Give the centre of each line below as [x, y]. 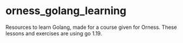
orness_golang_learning [66, 11]
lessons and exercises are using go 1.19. [54, 33]
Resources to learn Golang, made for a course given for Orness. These [91, 27]
